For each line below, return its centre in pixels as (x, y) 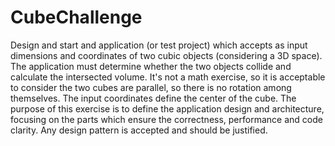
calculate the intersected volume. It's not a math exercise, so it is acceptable (168, 77)
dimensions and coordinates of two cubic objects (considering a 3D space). (166, 55)
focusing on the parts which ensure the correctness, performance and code (166, 119)
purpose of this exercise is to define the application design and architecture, (167, 108)
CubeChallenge (76, 17)
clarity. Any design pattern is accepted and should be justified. (139, 130)
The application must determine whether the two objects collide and (151, 66)
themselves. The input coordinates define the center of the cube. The (153, 98)
